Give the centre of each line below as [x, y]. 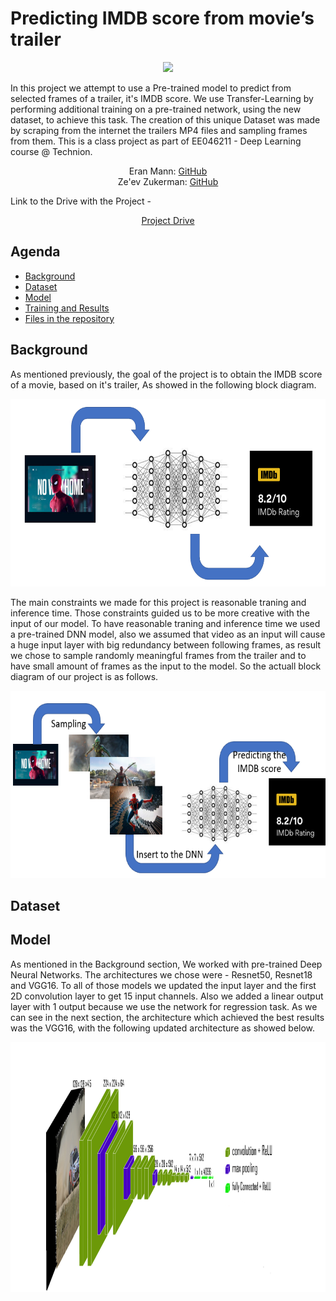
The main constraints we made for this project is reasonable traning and [158, 602]
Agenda [35, 252]
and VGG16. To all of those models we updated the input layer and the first [163, 985]
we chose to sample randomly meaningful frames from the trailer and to [158, 655]
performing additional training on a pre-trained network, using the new [156, 109]
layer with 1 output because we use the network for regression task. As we [164, 1006]
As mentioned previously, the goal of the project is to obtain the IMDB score [166, 374]
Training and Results [67, 308]
